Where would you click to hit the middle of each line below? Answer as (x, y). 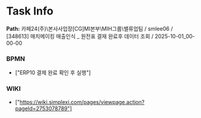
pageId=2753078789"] (43, 108)
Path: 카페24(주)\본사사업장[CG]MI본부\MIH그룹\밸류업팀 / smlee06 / (90, 28)
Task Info (30, 11)
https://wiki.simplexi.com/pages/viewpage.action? (82, 102)
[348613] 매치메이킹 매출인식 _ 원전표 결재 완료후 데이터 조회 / (80, 36)
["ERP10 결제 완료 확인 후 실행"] (53, 73)
